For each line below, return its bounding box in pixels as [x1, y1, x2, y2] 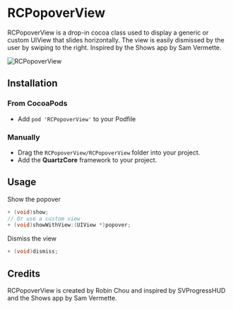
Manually [7, 132, 40, 142]
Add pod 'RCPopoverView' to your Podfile [17, 114, 136, 123]
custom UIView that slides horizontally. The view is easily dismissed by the [7, 35, 225, 44]
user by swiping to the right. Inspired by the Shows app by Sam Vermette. [7, 43, 222, 51]
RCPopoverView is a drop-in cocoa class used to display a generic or [7, 28, 209, 37]
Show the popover [7, 195, 61, 203]
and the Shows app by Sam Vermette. [7, 294, 118, 303]
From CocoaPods [7, 99, 68, 109]
